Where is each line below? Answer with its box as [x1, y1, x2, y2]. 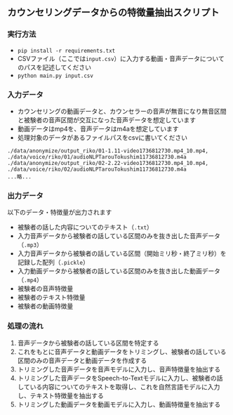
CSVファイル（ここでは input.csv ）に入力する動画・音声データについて [17, 54, 225, 62]
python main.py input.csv [17, 72, 93, 79]
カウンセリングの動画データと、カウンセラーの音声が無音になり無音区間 [17, 107, 227, 115]
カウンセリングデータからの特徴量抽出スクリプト [7, 6, 220, 19]
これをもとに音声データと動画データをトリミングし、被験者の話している [17, 347, 227, 356]
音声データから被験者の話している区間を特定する [17, 338, 159, 347]
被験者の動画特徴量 [17, 302, 74, 310]
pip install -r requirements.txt [17, 47, 116, 54]
